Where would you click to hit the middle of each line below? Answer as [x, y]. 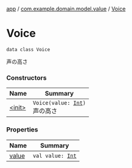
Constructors [26, 77]
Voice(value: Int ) [59, 103]
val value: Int [55, 156]
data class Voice [28, 49]
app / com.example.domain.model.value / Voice [66, 9]
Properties [22, 130]
